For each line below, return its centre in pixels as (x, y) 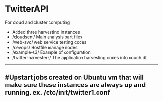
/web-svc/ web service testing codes (49, 42)
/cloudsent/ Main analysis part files (47, 37)
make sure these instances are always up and (75, 85)
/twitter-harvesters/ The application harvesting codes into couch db (80, 57)
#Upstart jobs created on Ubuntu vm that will (74, 77)
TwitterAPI (27, 9)
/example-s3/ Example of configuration (51, 52)
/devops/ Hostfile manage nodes (45, 47)
